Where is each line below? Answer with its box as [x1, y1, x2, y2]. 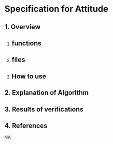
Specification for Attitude [4, 3, 109, 15]
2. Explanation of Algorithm [4, 89, 89, 97]
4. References [4, 121, 48, 129]
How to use [11, 72, 46, 80]
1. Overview [4, 23, 41, 31]
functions [11, 39, 42, 47]
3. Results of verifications [4, 105, 84, 113]
